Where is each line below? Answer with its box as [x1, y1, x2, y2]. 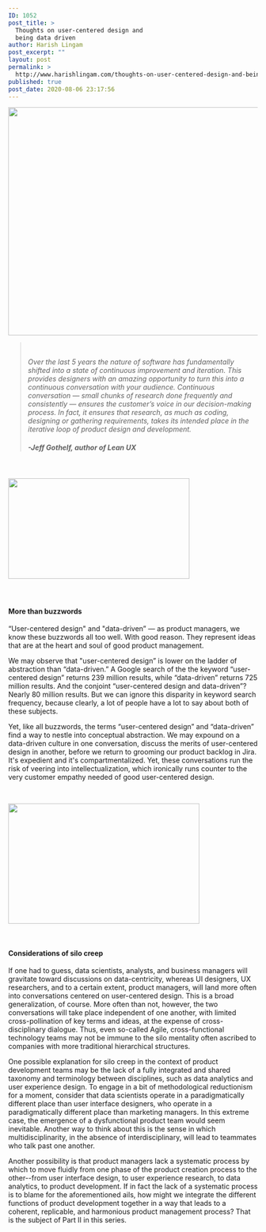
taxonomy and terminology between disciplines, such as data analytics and [8, 1074, 253, 1083]
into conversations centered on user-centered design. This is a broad [8, 991, 234, 1001]
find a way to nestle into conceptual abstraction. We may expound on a [8, 730, 240, 740]
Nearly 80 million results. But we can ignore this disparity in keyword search [8, 690, 256, 699]
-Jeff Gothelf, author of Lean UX [27, 443, 137, 452]
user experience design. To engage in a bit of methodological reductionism [8, 1082, 253, 1092]
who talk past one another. [8, 1141, 95, 1150]
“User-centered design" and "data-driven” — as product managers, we [8, 624, 240, 633]
